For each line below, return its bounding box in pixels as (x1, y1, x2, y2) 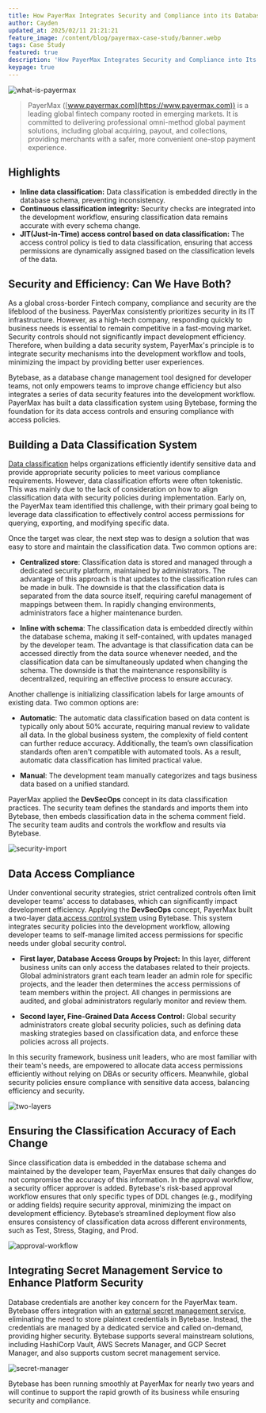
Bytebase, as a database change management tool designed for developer (8, 373, 252, 382)
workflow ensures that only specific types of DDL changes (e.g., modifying (8, 1191, 253, 1201)
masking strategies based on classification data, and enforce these (19, 1029, 239, 1037)
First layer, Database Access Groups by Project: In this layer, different (19, 954, 251, 963)
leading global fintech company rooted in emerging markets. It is (27, 109, 239, 118)
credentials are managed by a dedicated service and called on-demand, (8, 1322, 244, 1332)
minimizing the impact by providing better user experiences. (8, 357, 204, 367)
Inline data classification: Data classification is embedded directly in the (19, 187, 257, 196)
